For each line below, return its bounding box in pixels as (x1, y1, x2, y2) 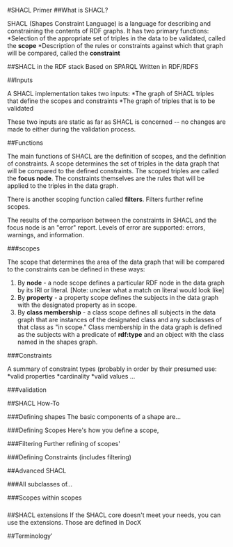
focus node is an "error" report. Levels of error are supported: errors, (7, 223, 205, 232)
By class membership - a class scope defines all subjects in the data (17, 308, 216, 316)
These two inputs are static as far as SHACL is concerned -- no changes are (7, 118, 226, 126)
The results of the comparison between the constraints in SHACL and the (7, 216, 217, 224)
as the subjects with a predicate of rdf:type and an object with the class (17, 331, 225, 338)
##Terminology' (7, 532, 54, 540)
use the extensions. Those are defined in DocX (7, 518, 141, 526)
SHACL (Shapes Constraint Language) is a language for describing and (7, 19, 211, 27)
